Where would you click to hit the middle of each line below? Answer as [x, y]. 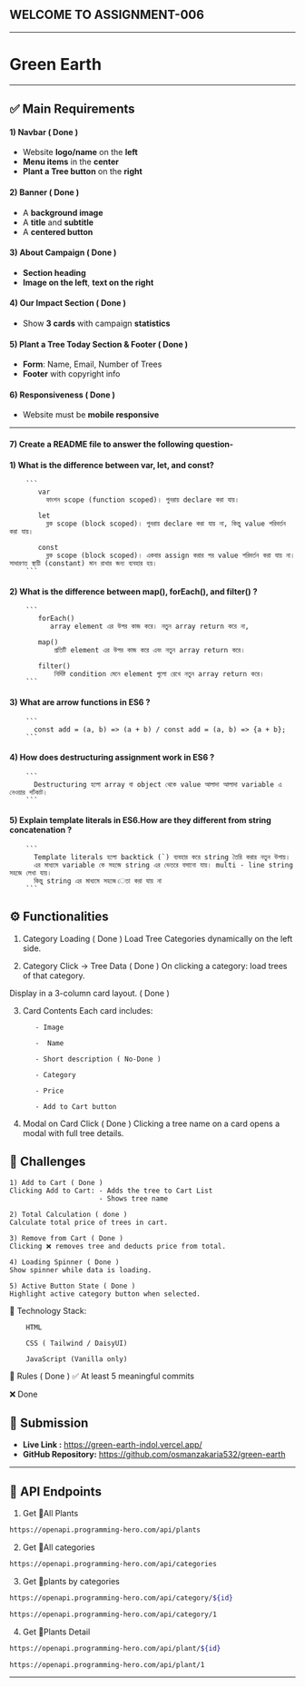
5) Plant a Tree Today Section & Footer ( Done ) [99, 344]
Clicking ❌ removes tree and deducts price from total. [118, 1246]
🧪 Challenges [48, 1162]
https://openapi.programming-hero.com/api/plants [105, 1530]
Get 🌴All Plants [50, 1514]
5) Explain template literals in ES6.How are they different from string [141, 820]
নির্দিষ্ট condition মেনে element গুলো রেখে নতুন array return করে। [159, 674]
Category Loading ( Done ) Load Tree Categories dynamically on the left [157, 938]
